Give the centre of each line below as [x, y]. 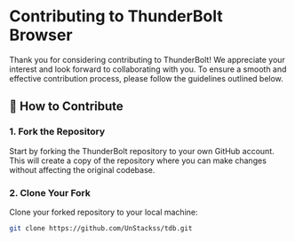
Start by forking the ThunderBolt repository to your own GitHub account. [142, 151]
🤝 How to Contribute [67, 107]
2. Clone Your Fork [50, 192]
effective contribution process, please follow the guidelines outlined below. [147, 78]
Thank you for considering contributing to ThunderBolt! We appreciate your [147, 59]
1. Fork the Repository [57, 132]
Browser [41, 35]
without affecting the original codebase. [82, 169]
